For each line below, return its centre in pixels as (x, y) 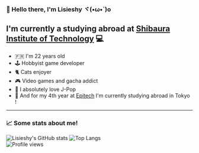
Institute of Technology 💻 (55, 39)
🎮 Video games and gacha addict (56, 80)
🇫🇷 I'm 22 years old (40, 56)
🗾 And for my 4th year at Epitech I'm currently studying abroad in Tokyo (102, 95)
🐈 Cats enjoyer (33, 71)
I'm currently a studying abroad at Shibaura (88, 29)
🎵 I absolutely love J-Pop (45, 89)
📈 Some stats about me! (42, 123)
